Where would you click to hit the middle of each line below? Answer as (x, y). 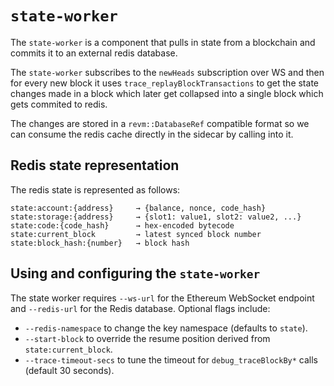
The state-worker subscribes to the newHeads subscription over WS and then (167, 72)
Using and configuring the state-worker (135, 273)
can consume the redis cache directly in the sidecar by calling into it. (152, 134)
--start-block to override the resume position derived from (147, 338)
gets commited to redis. (59, 104)
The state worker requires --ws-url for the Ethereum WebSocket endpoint (162, 298)
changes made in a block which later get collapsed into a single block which (167, 93)
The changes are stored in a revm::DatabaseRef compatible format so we (160, 123)
